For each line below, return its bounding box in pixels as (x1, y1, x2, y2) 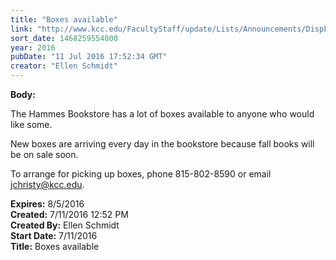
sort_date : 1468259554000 (10, 33, 118, 43)
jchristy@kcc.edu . (10, 179, 85, 190)
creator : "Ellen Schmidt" (10, 61, 118, 71)
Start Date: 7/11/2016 (10, 230, 98, 241)
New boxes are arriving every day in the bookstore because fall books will (10, 138, 315, 150)
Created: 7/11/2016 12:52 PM (10, 209, 129, 220)
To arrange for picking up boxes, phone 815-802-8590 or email (10, 168, 272, 180)
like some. (10, 119, 53, 130)
